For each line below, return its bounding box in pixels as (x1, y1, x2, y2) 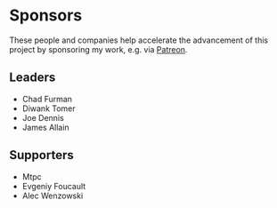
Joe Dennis (21, 112, 64, 123)
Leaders (9, 70, 56, 85)
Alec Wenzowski (21, 190, 84, 201)
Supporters (9, 148, 74, 163)
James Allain (21, 122, 69, 132)
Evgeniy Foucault (21, 180, 86, 191)
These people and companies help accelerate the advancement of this (9, 35, 269, 45)
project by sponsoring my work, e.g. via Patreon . (9, 44, 188, 54)
